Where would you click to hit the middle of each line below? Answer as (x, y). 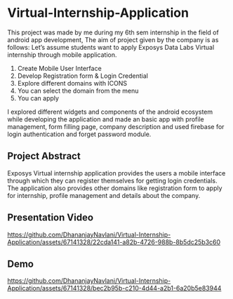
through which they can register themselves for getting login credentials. (112, 180)
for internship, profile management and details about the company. (104, 195)
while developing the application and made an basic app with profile (106, 119)
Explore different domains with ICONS (72, 83)
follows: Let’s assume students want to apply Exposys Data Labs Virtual (111, 47)
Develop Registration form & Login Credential (83, 76)
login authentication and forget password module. (79, 134)
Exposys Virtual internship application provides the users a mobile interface (116, 173)
